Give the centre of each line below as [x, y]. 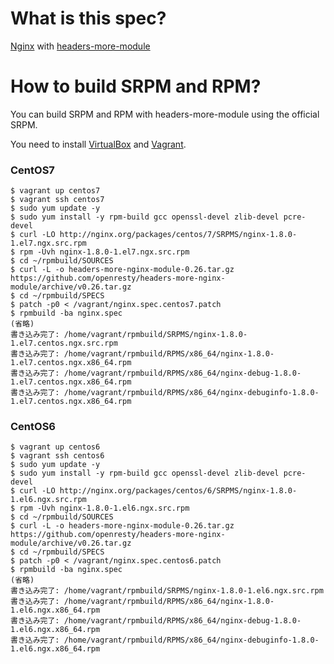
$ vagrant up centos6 [55, 447]
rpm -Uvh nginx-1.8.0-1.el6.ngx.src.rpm [104, 508]
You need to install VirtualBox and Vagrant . [98, 144]
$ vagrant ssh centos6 [57, 456]
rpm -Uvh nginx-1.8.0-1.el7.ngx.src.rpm [104, 252]
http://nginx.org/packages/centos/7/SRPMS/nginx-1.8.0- [178, 235]
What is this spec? [88, 18]
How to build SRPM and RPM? [136, 86]
